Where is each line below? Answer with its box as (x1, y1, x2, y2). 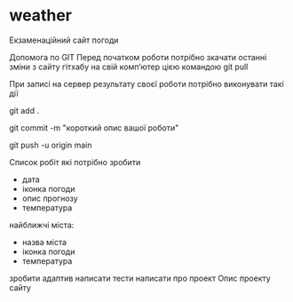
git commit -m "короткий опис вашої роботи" (9, 122, 179, 133)
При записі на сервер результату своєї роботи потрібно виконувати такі (9, 78, 284, 89)
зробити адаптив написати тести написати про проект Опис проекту (9, 273, 271, 283)
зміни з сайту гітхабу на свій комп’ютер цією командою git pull (9, 61, 249, 72)
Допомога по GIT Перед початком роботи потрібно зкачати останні (9, 52, 267, 62)
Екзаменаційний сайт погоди (9, 35, 119, 45)
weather (9, 5, 73, 26)
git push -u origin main (9, 139, 92, 150)
